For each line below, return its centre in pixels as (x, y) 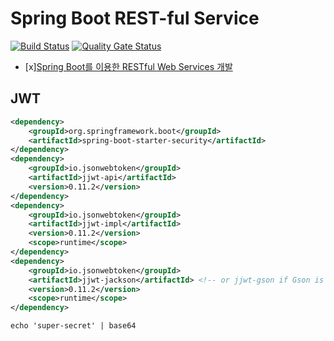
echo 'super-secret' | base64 (73, 326)
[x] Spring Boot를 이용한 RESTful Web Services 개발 (128, 66)
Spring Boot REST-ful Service (135, 18)
